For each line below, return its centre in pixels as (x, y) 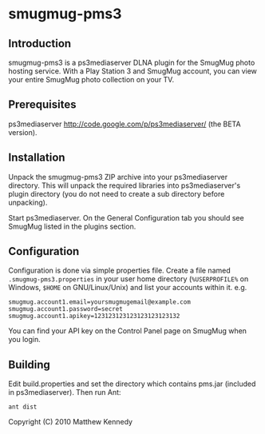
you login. (25, 340)
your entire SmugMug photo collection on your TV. (91, 80)
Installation (37, 158)
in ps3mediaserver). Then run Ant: (65, 392)
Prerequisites (42, 105)
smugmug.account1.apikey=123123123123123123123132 (94, 317)
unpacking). (28, 202)
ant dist (23, 407)
